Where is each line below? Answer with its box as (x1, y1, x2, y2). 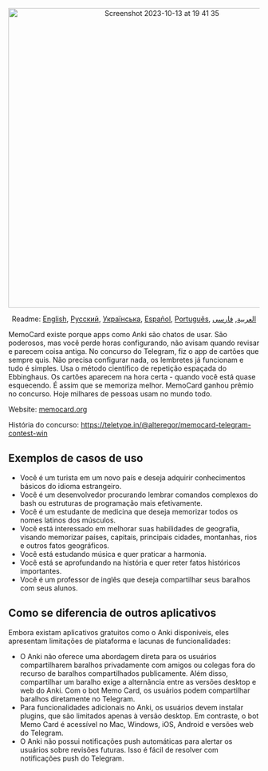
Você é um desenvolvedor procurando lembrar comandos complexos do (19, 490, 258, 499)
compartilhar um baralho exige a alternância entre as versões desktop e (19, 677, 257, 686)
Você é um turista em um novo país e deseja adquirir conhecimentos (19, 472, 246, 483)
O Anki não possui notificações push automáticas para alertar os (19, 736, 233, 746)
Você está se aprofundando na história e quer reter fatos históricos (19, 558, 241, 567)
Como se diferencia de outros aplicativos (8, 606, 217, 620)
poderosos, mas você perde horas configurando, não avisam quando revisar (8, 338, 260, 348)
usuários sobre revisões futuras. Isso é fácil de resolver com (19, 745, 219, 754)
